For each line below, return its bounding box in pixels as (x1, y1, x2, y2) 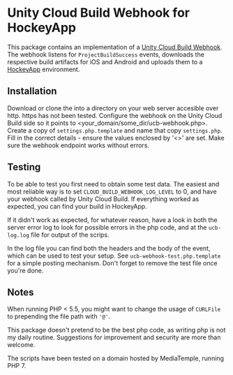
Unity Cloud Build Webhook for (7, 5, 190, 21)
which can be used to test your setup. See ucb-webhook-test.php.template (7, 251, 221, 260)
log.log (7, 232, 30, 239)
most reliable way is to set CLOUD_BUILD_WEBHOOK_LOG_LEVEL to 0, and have (7, 187, 218, 196)
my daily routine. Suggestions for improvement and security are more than (7, 333, 221, 341)
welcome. (7, 341, 36, 349)
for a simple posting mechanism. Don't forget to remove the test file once (7, 258, 218, 267)
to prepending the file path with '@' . (7, 312, 110, 321)
